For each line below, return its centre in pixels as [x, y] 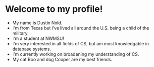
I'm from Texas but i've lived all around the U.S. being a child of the [81, 28]
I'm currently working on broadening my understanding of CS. [76, 54]
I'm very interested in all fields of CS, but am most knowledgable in [80, 43]
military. [20, 33]
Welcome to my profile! [54, 9]
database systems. [31, 49]
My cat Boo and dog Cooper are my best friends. [62, 59]
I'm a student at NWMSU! [38, 38]
